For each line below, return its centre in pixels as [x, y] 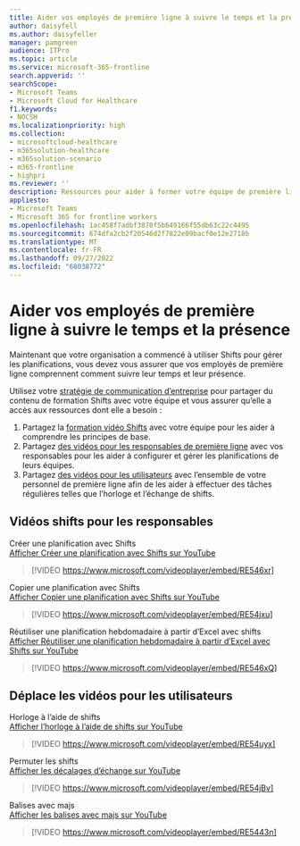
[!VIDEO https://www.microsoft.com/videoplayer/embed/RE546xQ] [154, 667]
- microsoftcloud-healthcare [63, 142]
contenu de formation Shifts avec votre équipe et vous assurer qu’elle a [141, 400]
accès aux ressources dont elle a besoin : [86, 410]
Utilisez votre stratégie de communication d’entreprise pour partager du [142, 390]
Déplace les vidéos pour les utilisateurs [121, 696]
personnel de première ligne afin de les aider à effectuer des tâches [147, 484]
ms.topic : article [43, 59]
